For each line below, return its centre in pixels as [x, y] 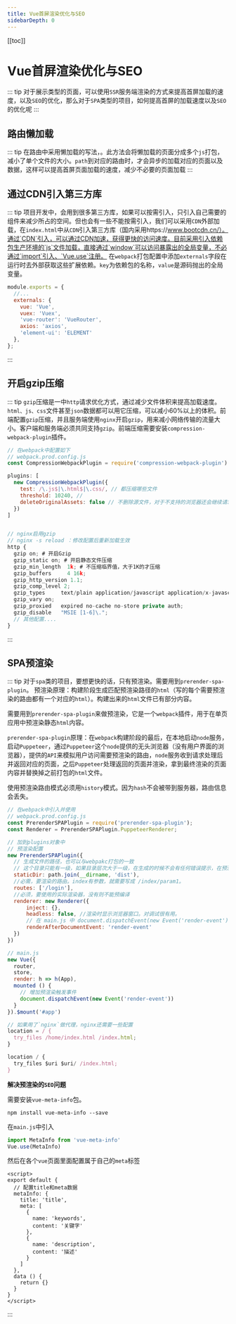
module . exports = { [36, 287]
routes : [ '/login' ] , [44, 888]
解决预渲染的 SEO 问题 [37, 1084]
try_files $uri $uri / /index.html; [66, 1064]
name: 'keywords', [59, 1218]
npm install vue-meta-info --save [58, 1113]
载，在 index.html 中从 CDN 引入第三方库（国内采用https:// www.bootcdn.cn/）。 [118, 230]
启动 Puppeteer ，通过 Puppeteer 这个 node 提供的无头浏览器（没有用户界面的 [113, 746]
